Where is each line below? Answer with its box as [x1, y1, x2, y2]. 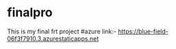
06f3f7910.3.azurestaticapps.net [7, 34, 99, 42]
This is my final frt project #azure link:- [7, 27, 116, 35]
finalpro [7, 5, 53, 20]
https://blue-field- [117, 27, 169, 35]
